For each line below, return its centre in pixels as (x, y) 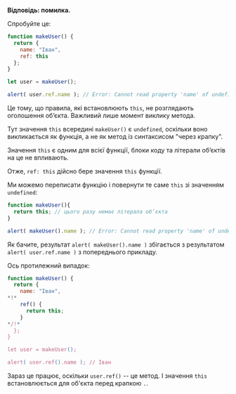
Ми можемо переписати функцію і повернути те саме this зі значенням (116, 185)
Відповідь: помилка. (39, 10)
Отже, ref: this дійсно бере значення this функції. (85, 171)
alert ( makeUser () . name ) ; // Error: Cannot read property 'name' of (111, 231)
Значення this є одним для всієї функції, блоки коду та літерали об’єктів (117, 150)
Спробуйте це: (29, 24)
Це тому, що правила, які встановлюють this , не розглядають (101, 108)
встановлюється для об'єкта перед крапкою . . (78, 383)
